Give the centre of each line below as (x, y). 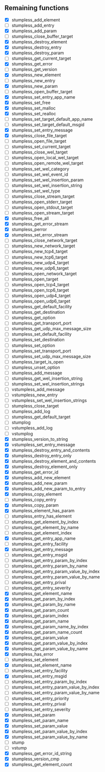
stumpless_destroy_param (38, 53)
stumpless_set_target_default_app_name (52, 119)
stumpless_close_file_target (39, 136)
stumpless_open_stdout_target (42, 207)
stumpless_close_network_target (44, 240)
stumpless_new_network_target (43, 246)
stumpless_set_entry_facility (40, 671)
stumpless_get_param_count (40, 610)
